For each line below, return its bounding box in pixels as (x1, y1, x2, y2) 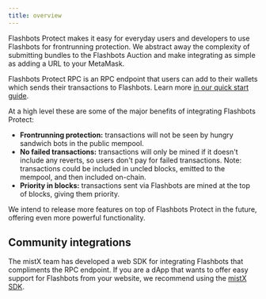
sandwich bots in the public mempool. (19, 138, 144, 148)
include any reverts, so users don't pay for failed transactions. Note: (19, 155, 242, 165)
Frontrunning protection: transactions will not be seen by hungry (19, 130, 234, 140)
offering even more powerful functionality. (8, 213, 146, 222)
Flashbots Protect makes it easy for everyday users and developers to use (8, 33, 250, 43)
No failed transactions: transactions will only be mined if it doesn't (19, 147, 239, 156)
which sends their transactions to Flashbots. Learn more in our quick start (8, 82, 249, 92)
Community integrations (8, 236, 131, 250)
